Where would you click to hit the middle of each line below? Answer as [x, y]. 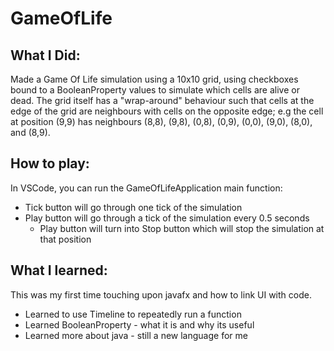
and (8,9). [30, 132]
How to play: [50, 163]
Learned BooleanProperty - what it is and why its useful [139, 324]
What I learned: [59, 270]
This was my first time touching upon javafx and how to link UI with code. [161, 294]
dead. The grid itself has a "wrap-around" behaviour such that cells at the [162, 100]
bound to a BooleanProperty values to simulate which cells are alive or [155, 90]
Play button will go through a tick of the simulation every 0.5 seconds [167, 218]
